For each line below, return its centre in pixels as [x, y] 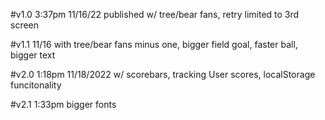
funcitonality [36, 85]
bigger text [33, 55]
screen [25, 25]
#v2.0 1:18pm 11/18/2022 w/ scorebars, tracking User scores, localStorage [163, 74]
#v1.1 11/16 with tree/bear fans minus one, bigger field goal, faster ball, [154, 44]
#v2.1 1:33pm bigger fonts [63, 104]
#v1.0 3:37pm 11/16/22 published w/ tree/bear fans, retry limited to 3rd [155, 14]
